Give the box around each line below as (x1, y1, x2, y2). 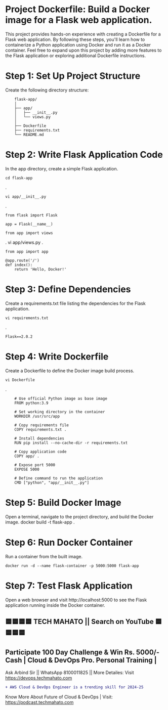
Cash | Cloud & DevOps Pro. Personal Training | (5, 656, 157, 664)
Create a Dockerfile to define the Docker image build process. (5, 368, 135, 374)
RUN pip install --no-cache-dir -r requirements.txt (14, 440, 128, 446)
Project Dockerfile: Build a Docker (5, 4, 150, 15)
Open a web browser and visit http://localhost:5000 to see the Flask (5, 597, 147, 603)
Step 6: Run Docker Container (5, 537, 133, 548)
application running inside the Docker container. (5, 602, 105, 608)
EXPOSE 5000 (14, 467, 39, 472)
